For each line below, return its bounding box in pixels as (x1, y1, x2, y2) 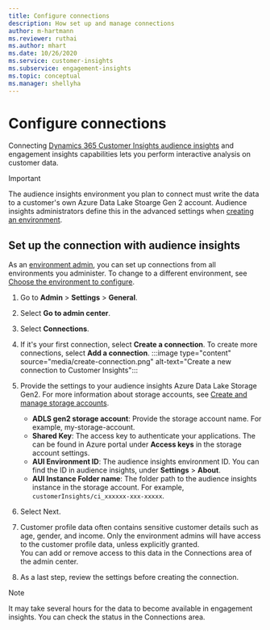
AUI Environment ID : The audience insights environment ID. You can (31, 457, 260, 467)
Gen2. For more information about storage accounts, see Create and (19, 389, 247, 400)
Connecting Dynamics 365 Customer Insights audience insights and (8, 141, 234, 150)
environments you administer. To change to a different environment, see (8, 268, 247, 279)
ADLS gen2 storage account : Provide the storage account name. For (31, 414, 262, 424)
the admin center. (19, 556, 79, 566)
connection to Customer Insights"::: (19, 365, 139, 376)
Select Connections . (19, 324, 90, 334)
